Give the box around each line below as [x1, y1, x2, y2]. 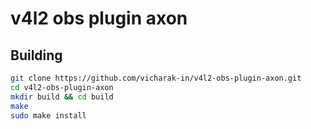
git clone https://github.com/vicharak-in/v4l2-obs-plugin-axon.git [10, 73, 302, 83]
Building [10, 47, 63, 64]
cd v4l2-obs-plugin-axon [10, 82, 114, 92]
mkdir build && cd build [10, 92, 114, 102]
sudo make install [10, 110, 87, 121]
